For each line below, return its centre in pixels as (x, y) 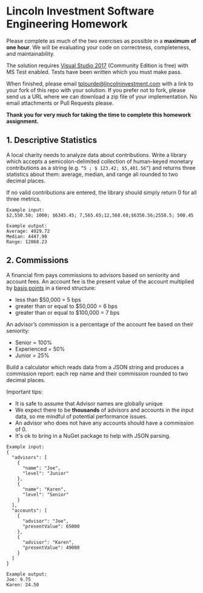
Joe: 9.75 (19, 579)
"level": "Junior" (45, 473)
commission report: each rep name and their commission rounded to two (97, 374)
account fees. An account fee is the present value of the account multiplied (100, 281)
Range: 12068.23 (27, 242)
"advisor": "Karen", (48, 542)
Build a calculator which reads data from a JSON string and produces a (95, 367)
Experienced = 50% (40, 349)
